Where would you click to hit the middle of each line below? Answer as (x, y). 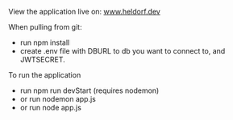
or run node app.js (51, 108)
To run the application (45, 75)
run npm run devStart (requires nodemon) (89, 90)
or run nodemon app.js (58, 99)
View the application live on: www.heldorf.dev (85, 12)
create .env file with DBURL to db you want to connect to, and (123, 51)
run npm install (45, 42)
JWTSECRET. (43, 60)
